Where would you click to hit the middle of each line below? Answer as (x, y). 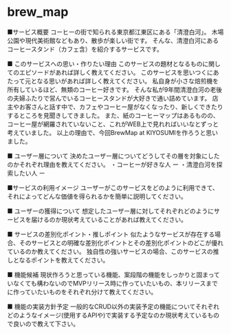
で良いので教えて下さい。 (43, 324)
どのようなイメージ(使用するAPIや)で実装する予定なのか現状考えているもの (113, 315)
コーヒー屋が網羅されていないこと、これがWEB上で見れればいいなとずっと (113, 124)
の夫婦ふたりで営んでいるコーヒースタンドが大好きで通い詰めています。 (109, 98)
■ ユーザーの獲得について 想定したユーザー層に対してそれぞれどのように (111, 211)
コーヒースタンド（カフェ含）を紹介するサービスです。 (85, 49)
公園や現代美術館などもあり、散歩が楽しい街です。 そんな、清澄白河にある (113, 40)
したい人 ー (29, 173)
